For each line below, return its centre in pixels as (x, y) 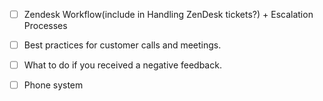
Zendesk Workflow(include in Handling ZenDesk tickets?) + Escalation (168, 14)
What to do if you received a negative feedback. (122, 65)
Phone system (53, 85)
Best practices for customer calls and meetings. (122, 45)
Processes (45, 26)
